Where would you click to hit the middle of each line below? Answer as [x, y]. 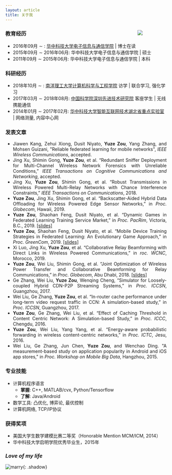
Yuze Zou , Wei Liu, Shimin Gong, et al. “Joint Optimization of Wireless [90, 264]
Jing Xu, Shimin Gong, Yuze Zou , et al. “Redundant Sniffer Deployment [90, 160]
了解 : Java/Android [40, 396]
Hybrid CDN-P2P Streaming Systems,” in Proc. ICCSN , [100, 286]
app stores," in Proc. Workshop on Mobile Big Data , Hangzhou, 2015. [85, 357]
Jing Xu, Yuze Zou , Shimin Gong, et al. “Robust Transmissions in [90, 182]
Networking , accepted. [37, 177]
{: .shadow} [35, 467]
